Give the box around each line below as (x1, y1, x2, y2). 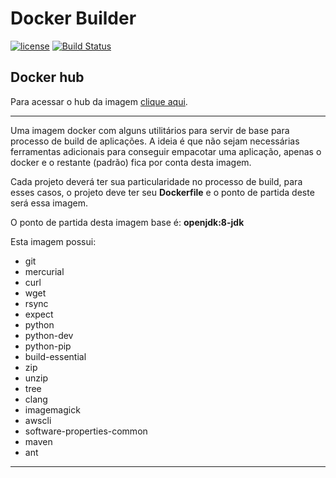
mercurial (24, 265, 65, 277)
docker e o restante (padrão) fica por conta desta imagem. (10, 156, 252, 168)
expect (24, 308, 54, 320)
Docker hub (10, 69, 85, 86)
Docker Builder (10, 7, 137, 30)
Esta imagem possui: (10, 235, 97, 247)
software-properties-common (24, 425, 148, 437)
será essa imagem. (10, 197, 88, 209)
